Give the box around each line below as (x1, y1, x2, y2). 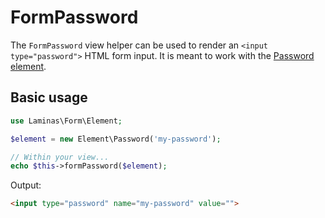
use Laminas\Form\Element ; (10, 116, 123, 126)
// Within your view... (10, 152, 110, 162)
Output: (10, 179, 42, 191)
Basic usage (10, 89, 88, 106)
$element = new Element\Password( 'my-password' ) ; (10, 134, 222, 144)
